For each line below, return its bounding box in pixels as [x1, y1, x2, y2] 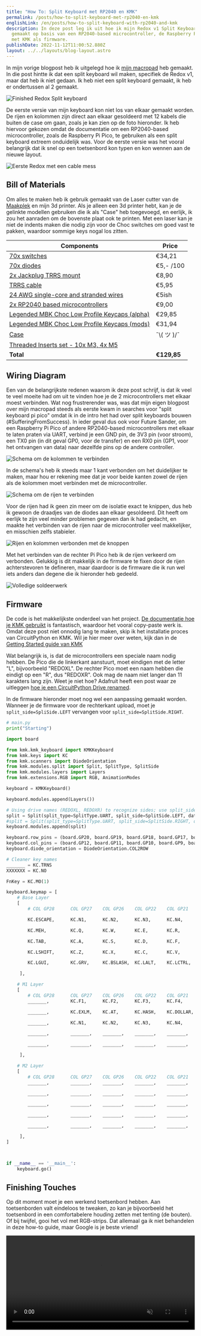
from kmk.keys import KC [6, 752, 68, 758]
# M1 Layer [17, 981, 44, 987]
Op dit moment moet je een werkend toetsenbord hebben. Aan [6, 1198, 160, 1206]
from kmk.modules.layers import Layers [6, 769, 106, 775]
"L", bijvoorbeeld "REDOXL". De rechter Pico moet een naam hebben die [6, 665, 184, 672]
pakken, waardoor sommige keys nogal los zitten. [6, 227, 129, 234]
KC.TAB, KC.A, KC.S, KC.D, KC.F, [28, 938, 181, 944]
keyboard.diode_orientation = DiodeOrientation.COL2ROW [6, 846, 148, 852]
